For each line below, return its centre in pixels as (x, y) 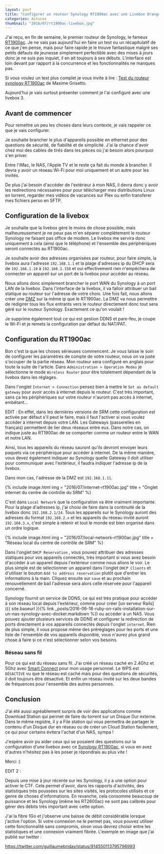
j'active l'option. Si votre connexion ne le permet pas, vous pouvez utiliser (79, 821)
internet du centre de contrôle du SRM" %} (48, 492)
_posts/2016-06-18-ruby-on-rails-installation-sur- (105, 608)
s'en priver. (16, 155)
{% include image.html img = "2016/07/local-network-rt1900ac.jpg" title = (79, 537)
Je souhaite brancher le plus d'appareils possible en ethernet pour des (76, 140)
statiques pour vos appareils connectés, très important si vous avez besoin (81, 557)
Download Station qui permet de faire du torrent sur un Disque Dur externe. (81, 716)
